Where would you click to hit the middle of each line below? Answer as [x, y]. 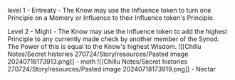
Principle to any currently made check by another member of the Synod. [113, 39]
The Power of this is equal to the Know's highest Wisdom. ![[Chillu [104, 46]
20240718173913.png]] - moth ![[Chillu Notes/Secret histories [97, 62]
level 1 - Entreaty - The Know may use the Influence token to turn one [109, 10]
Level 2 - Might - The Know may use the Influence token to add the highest [117, 32]
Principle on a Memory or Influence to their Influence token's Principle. [111, 18]
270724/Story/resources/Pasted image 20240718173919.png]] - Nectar [111, 69]
